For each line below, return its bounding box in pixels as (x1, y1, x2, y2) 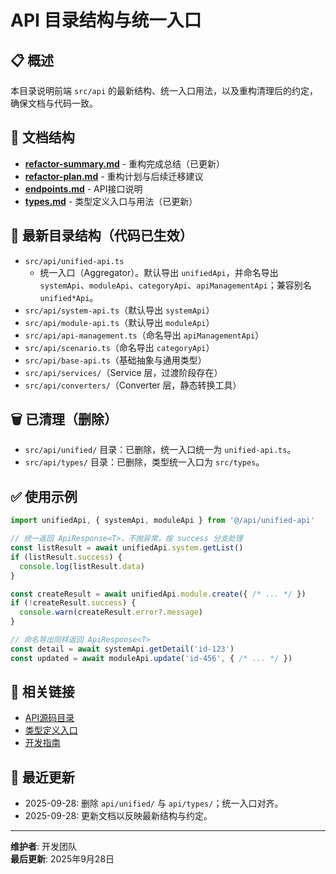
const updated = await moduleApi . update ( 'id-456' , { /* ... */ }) (10, 653, 293, 663)
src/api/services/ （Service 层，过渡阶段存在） (24, 366, 223, 378)
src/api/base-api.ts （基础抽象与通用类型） (24, 354, 207, 366)
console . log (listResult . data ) (19, 561, 145, 571)
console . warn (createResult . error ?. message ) (19, 607, 203, 618)
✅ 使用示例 (10, 488, 78, 505)
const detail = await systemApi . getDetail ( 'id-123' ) (10, 644, 235, 654)
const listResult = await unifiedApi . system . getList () (10, 543, 244, 553)
